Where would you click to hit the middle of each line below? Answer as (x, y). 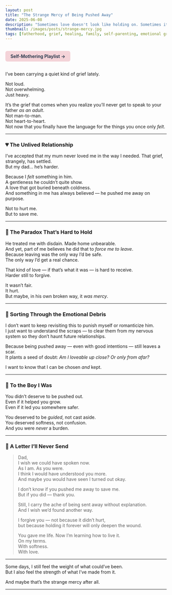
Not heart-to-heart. (26, 121)
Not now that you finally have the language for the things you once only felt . (85, 127)
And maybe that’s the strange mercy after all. (53, 582)
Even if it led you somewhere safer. (42, 407)
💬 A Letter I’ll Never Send (37, 447)
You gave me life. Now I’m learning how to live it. (69, 535)
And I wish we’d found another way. (56, 510)
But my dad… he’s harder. (32, 167)
